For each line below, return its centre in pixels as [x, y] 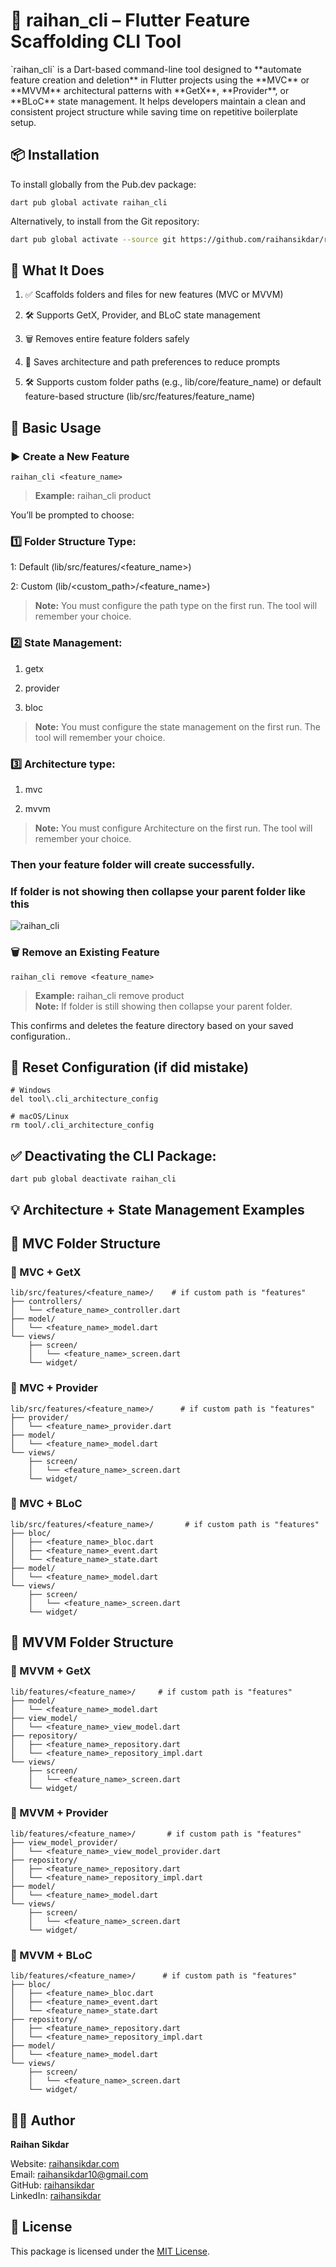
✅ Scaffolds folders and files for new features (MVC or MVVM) [154, 295]
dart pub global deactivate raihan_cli [93, 1179]
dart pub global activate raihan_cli [89, 202]
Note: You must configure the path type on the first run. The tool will [176, 606]
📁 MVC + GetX [46, 1272]
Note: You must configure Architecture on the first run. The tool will [173, 828]
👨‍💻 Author [43, 2120]
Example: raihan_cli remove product [109, 995]
